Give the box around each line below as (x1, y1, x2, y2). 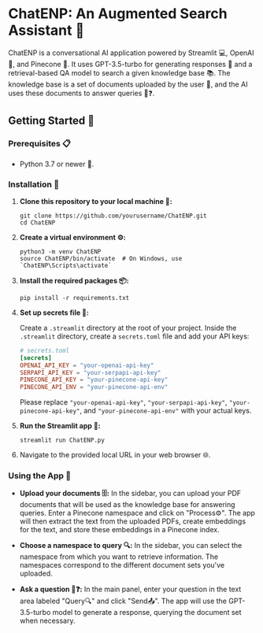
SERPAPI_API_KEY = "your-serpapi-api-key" (19, 368, 161, 376)
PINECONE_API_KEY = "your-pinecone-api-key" (19, 376, 169, 384)
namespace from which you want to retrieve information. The (19, 552, 219, 561)
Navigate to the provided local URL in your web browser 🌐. (19, 450, 211, 460)
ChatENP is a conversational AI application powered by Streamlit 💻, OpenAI (8, 48, 254, 57)
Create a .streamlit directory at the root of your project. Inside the (19, 323, 237, 332)
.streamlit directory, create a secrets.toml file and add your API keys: (19, 331, 250, 341)
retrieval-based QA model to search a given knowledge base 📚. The (8, 68, 231, 77)
